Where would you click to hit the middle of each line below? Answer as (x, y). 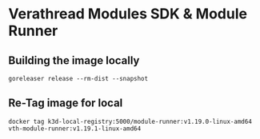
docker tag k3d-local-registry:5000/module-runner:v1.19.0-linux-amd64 (130, 121)
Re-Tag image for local (66, 103)
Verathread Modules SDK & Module (128, 14)
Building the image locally (74, 60)
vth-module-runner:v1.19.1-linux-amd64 (75, 129)
